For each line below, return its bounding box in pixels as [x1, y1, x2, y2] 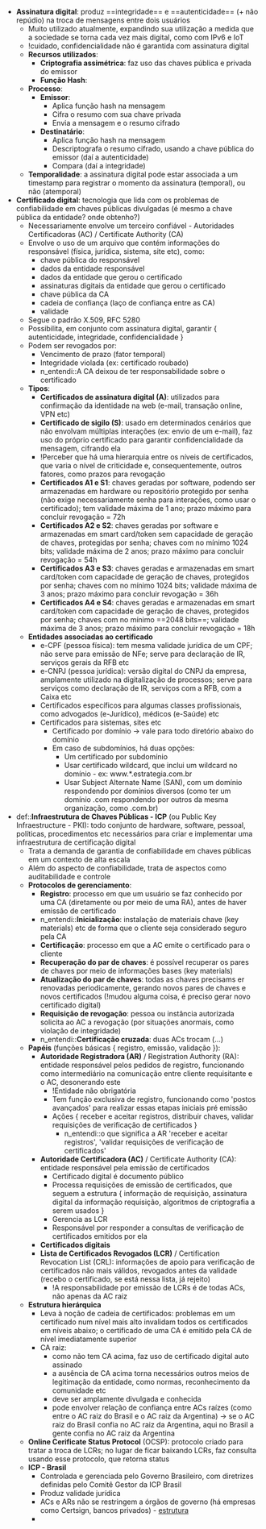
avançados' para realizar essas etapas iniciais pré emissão [52, 1103, 247, 1112]
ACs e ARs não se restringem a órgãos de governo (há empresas [39, 1497, 256, 1506]
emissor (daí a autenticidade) [52, 152, 149, 162]
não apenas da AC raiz [52, 1291, 127, 1301]
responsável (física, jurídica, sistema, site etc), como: [27, 247, 206, 256]
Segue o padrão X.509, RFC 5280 [27, 315, 141, 325]
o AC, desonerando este [39, 1078, 121, 1087]
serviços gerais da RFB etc [39, 658, 130, 667]
